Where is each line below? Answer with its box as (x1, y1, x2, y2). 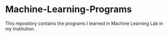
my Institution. (5, 25, 35, 31)
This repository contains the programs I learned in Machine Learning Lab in (5, 20, 163, 26)
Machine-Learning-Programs (5, 4, 132, 15)
